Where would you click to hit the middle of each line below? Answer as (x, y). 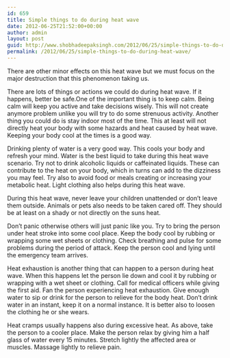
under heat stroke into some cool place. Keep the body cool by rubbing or (111, 233)
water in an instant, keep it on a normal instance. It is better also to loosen (111, 305)
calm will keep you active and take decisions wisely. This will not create (108, 106)
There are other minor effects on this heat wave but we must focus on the (111, 71)
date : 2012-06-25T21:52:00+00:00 (55, 26)
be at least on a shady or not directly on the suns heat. (84, 212)
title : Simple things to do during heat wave (73, 20)
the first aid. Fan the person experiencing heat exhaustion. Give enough (108, 290)
